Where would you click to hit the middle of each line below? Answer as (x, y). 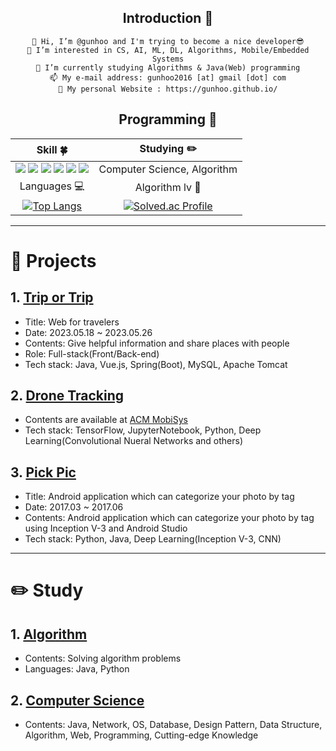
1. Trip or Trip (52, 297)
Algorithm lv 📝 (168, 188)
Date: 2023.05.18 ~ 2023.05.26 (88, 332)
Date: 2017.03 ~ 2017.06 (74, 507)
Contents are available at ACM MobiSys (106, 420)
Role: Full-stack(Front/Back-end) (92, 353)
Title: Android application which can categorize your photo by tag (159, 497)
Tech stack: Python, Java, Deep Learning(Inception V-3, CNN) (153, 539)
